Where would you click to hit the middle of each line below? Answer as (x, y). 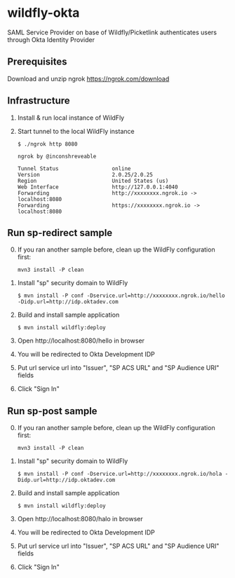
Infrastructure (39, 101)
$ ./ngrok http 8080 (47, 144)
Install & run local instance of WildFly (71, 118)
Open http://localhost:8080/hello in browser (81, 340)
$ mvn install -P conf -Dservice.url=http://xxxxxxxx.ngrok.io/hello (121, 296)
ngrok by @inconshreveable (57, 156)
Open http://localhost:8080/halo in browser (80, 519)
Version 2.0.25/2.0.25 (85, 174)
